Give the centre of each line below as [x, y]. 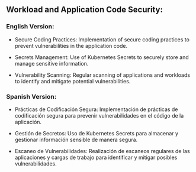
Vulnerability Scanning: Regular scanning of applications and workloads [102, 75]
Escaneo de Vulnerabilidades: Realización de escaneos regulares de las [102, 151]
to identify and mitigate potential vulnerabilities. [73, 81]
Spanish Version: [31, 96]
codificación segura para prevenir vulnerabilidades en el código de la [99, 115]
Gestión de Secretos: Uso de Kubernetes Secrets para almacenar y [97, 133]
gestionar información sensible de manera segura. [76, 139]
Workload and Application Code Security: [84, 10]
